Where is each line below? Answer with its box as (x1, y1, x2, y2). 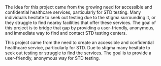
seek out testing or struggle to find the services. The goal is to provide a (5, 50, 152, 56)
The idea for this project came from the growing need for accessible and (5, 4, 153, 10)
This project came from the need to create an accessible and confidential (5, 40, 154, 45)
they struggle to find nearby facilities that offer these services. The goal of (5, 20, 156, 25)
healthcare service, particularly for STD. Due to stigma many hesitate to (5, 45, 150, 50)
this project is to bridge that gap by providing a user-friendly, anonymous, (5, 25, 155, 31)
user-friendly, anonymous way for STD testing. (5, 55, 100, 61)
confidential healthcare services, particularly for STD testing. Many (5, 9, 141, 15)
